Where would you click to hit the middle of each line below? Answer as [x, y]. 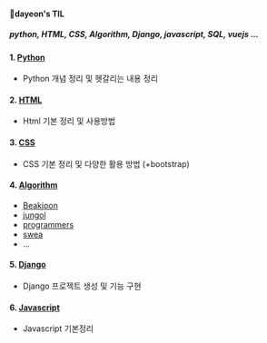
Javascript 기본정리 [58, 328]
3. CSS [23, 142]
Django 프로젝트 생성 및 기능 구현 [82, 286]
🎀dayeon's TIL [37, 14]
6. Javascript [35, 307]
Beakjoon [40, 205]
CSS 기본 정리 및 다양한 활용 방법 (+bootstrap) [106, 163]
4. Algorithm [34, 185]
